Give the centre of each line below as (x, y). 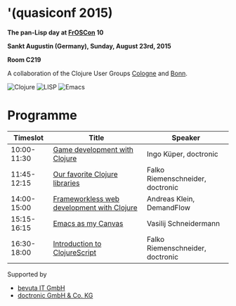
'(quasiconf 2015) (60, 13)
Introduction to (77, 243)
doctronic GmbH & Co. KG (55, 295)
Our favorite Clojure (85, 174)
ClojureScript (75, 253)
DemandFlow (169, 208)
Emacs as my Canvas (88, 223)
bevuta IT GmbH (41, 288)
